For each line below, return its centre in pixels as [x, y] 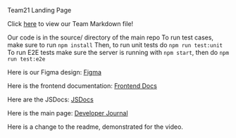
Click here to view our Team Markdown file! [70, 24]
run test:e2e [26, 59]
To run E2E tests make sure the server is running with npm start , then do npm [118, 52]
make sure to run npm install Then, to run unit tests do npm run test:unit [115, 45]
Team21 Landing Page [39, 10]
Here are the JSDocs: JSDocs [50, 99]
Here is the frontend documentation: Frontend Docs [82, 86]
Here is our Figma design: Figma [55, 72]
